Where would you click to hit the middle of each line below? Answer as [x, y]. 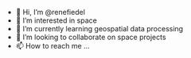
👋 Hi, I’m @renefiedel [51, 12]
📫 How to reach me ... [53, 46]
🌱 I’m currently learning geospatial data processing [99, 29]
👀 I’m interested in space [56, 20]
